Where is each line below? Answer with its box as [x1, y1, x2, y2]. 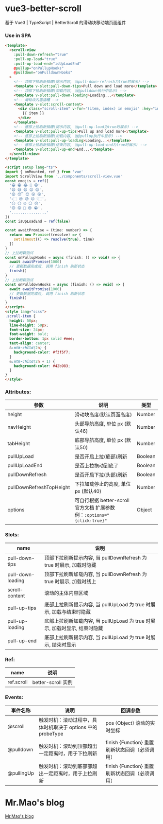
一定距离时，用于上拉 [43, 770, 93, 777]
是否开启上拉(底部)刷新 [74, 453, 128, 460]
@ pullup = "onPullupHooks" [14, 66, 64, 70]
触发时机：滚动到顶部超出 [38, 743, 98, 750]
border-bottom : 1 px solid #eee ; [9, 336, 75, 341]
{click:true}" [74, 518, 108, 524]
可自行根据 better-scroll [74, 497, 130, 504]
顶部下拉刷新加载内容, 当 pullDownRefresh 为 [44, 571, 147, 578]
